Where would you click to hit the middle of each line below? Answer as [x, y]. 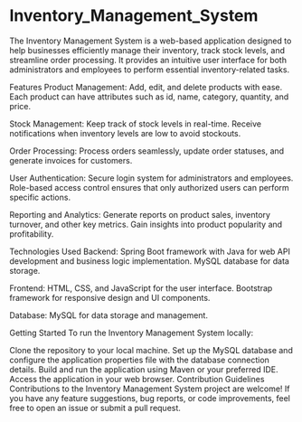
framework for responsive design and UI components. [110, 297]
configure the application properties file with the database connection [139, 360]
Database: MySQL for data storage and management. [109, 315]
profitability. [32, 234]
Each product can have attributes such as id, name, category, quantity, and [149, 97]
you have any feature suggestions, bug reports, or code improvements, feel [150, 398]
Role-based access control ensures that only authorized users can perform [149, 187]
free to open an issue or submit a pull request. [95, 408]
